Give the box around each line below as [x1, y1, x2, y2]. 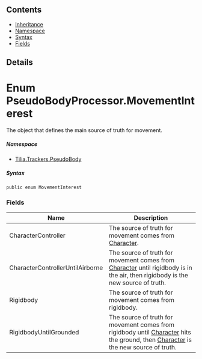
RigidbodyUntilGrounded [9, 328, 79, 337]
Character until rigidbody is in [109, 264, 192, 272]
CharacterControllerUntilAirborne [9, 264, 103, 272]
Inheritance [14, 20, 44, 28]
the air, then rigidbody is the [109, 271, 188, 280]
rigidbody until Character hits [109, 328, 191, 337]
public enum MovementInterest [6, 184, 82, 191]
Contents [6, 5, 42, 15]
